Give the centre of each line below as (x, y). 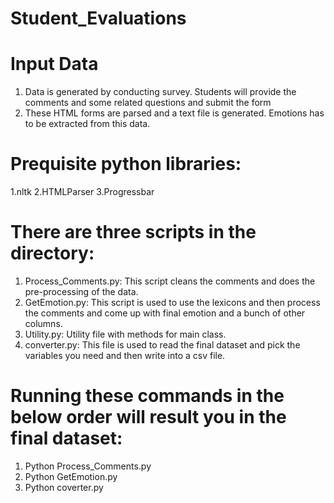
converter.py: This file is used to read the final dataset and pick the (162, 345)
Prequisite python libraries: (126, 164)
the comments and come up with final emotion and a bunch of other (165, 313)
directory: (52, 253)
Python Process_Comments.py (88, 466)
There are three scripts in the (133, 232)
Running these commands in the (147, 396)
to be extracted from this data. (87, 124)
